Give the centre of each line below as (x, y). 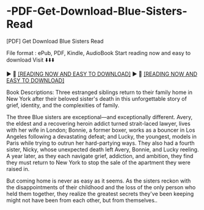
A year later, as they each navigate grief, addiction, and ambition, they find (100, 156)
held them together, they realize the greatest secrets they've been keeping (100, 194)
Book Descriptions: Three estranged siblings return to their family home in (99, 92)
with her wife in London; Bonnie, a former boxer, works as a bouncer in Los (101, 130)
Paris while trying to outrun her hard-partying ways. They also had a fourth (100, 143)
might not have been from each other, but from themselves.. (82, 200)
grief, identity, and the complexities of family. (63, 105)
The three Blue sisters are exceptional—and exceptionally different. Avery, (100, 117)
